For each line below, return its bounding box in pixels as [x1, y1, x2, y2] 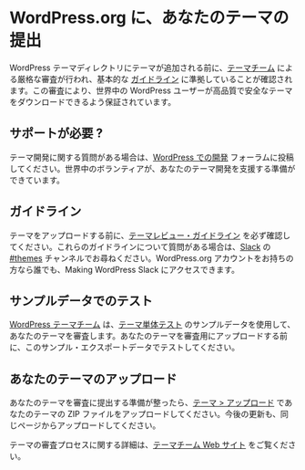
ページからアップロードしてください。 [16, 420, 161, 431]
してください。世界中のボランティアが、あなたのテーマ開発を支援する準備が [9, 162, 296, 173]
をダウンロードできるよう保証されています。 [9, 96, 176, 107]
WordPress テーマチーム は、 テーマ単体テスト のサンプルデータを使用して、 [9, 319, 296, 330]
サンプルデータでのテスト [9, 293, 153, 308]
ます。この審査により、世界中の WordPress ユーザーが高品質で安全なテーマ [9, 85, 293, 96]
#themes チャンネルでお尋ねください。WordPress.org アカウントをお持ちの [9, 252, 294, 264]
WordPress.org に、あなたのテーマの [9, 7, 290, 28]
